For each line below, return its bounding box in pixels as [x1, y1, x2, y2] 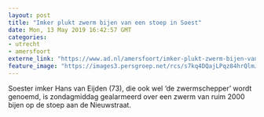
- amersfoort [8, 48, 51, 55]
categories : [8, 33, 47, 41]
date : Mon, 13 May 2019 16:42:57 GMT [8, 26, 132, 34]
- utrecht [8, 41, 41, 48]
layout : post [8, 11, 51, 19]
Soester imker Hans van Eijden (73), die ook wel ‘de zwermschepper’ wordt [8, 83, 252, 93]
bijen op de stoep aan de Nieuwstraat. [8, 100, 132, 109]
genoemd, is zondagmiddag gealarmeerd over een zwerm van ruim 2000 [8, 91, 245, 101]
